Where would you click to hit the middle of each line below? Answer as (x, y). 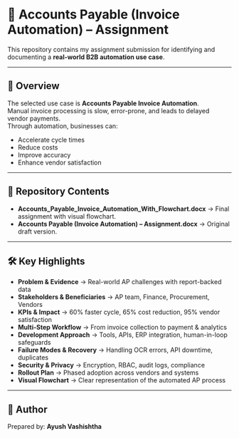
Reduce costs (38, 147)
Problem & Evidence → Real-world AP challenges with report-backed (119, 282)
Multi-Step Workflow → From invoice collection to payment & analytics (122, 328)
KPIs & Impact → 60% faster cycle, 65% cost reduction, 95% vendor (119, 312)
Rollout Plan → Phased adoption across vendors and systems (108, 372)
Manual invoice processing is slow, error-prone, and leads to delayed (108, 110)
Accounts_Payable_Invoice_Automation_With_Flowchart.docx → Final (123, 209)
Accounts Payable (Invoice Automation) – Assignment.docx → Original (123, 224)
